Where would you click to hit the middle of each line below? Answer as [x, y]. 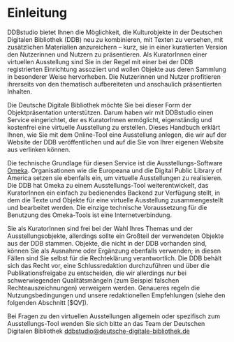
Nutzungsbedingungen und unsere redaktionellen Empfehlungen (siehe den [116, 295]
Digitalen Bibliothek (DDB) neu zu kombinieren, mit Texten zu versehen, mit [115, 39]
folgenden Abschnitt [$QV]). [48, 302]
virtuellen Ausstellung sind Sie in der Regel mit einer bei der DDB [100, 61]
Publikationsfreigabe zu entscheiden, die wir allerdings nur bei [97, 273]
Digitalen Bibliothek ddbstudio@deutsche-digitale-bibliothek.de [98, 331]
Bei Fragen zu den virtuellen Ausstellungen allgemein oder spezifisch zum [114, 316]
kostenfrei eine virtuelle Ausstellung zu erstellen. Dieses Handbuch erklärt [114, 127]
